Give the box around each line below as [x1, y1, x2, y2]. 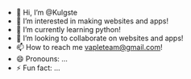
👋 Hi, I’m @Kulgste [15, 8, 78, 17]
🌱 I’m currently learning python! [15, 25, 121, 34]
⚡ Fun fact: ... [15, 63, 60, 73]
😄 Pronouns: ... [15, 54, 69, 64]
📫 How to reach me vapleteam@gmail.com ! [15, 43, 163, 52]
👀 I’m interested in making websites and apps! [15, 16, 169, 26]
